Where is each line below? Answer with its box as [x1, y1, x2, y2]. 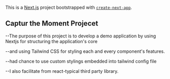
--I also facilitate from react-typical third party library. [5, 68, 119, 74]
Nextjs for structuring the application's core [5, 38, 98, 44]
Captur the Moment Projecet [5, 19, 99, 28]
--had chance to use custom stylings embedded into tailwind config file [5, 58, 157, 64]
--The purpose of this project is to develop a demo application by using [5, 33, 156, 39]
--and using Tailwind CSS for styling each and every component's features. [5, 48, 165, 54]
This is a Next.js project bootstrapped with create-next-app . [5, 5, 133, 10]
